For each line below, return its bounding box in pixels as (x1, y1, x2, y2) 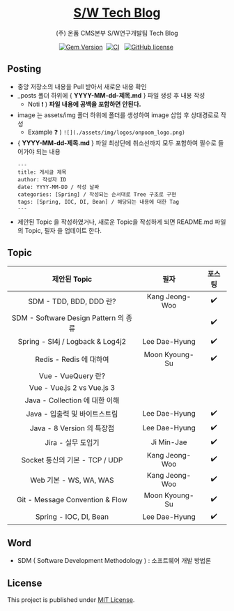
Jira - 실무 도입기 (45, 438, 100, 448)
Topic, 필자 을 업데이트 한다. (24, 226, 102, 234)
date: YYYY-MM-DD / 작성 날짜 (17, 183, 100, 190)
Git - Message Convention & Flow (16, 495, 127, 504)
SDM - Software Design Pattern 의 (11, 312, 125, 322)
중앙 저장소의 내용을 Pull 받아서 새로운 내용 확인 (17, 82, 148, 91)
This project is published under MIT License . (7, 596, 135, 604)
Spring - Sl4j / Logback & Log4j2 (17, 337, 127, 347)
